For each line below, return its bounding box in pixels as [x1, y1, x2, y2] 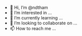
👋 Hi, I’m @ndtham [9, 5, 48, 10]
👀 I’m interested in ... [9, 10, 52, 16]
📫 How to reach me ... [9, 26, 56, 31]
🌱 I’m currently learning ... [9, 15, 63, 20]
